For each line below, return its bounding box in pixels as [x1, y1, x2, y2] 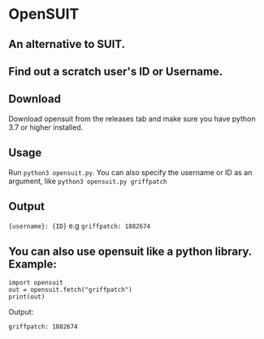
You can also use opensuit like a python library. [8, 244, 252, 258]
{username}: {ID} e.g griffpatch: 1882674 [8, 221, 151, 231]
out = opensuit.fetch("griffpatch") [8, 285, 132, 294]
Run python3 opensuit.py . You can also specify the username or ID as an [8, 167, 253, 177]
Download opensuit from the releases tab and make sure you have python [8, 114, 256, 123]
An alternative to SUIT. [8, 37, 126, 51]
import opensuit [8, 279, 63, 287]
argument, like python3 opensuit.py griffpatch [8, 176, 168, 186]
